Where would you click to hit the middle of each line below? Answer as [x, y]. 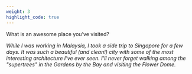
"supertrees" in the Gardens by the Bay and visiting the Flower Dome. [91, 64]
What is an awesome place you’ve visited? [58, 34]
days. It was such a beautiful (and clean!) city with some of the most [90, 52]
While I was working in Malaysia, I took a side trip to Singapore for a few [95, 46]
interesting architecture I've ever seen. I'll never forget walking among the [96, 58]
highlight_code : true [33, 17]
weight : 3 [18, 12]
